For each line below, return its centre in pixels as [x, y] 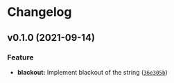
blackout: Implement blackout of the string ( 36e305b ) [92, 72]
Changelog [40, 12]
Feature [20, 57]
